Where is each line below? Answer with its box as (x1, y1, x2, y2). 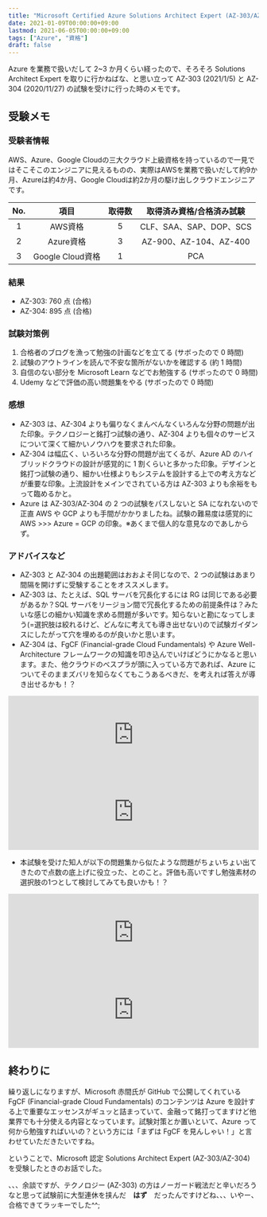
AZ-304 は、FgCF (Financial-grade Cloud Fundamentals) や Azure (19, 640, 237, 649)
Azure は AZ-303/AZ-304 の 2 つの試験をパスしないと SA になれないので (19, 498, 259, 508)
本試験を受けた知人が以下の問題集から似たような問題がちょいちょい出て (19, 857, 257, 867)
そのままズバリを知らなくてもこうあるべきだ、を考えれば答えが (40, 669, 249, 679)
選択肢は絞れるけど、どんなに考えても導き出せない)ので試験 (34, 620, 231, 629)
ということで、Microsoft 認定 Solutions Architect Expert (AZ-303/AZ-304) (8, 1153, 250, 1163)
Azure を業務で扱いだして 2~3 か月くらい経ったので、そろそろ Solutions (8, 64, 246, 74)
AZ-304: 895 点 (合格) (19, 306, 93, 316)
